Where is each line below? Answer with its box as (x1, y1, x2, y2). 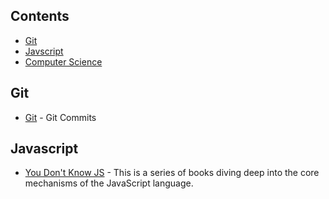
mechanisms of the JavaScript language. (24, 177, 194, 189)
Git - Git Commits (24, 111, 97, 123)
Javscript (24, 45, 64, 57)
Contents (10, 8, 70, 25)
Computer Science (24, 55, 103, 68)
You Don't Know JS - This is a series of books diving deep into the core (24, 167, 320, 179)
